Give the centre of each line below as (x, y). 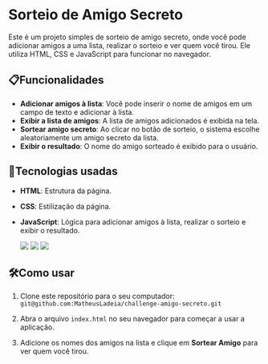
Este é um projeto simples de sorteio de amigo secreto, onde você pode (127, 37)
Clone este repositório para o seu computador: (97, 296)
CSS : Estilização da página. (65, 206)
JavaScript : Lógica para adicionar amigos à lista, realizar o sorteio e (133, 221)
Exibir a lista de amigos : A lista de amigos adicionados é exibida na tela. (139, 120)
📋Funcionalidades (56, 81)
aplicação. (37, 327)
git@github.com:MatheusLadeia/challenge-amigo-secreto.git (121, 304)
